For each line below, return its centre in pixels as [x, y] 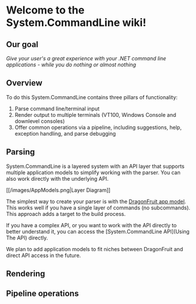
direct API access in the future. [44, 255]
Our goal [22, 44]
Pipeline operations [43, 294]
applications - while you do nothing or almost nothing [71, 65]
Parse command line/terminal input [57, 109]
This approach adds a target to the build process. [66, 214]
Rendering [26, 274]
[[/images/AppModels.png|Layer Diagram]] [58, 190]
